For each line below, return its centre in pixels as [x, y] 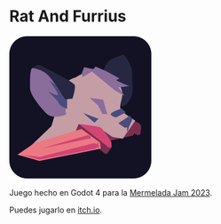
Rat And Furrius [68, 16]
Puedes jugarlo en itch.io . [56, 210]
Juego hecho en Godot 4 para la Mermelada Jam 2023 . [111, 192]
